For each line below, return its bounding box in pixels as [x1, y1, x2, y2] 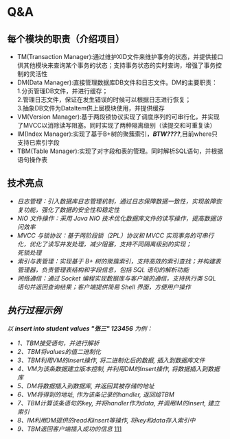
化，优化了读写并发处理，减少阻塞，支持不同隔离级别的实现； [16, 239, 192, 248]
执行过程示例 [7, 305, 62, 316]
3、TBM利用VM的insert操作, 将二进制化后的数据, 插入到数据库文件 [16, 356, 205, 364]
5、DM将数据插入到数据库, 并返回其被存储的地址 [16, 381, 154, 390]
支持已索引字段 [16, 139, 60, 146]
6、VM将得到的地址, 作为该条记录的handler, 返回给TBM [16, 390, 175, 399]
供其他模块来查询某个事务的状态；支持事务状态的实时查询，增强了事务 [16, 61, 216, 69]
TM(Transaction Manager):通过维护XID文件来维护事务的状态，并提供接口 [16, 53, 224, 60]
